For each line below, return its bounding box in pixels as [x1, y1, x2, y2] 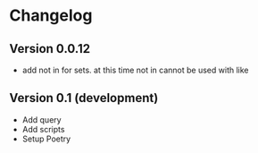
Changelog [9, 5, 93, 26]
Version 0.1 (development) [9, 90, 159, 106]
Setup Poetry [21, 133, 71, 144]
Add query [21, 114, 62, 125]
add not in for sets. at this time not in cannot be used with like [21, 64, 249, 75]
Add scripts [21, 123, 65, 134]
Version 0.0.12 [9, 41, 91, 56]
